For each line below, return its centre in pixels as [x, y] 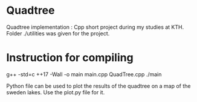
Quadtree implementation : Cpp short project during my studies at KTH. [95, 27]
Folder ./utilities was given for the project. [58, 33]
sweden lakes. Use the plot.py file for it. [56, 92]
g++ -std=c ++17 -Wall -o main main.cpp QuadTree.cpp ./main [84, 74]
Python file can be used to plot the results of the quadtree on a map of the [99, 86]
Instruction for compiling [70, 58]
